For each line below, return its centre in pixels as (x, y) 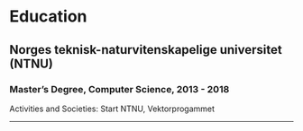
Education (48, 17)
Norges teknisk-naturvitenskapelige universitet (146, 50)
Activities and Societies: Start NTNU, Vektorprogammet (112, 109)
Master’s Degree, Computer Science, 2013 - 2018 (119, 89)
